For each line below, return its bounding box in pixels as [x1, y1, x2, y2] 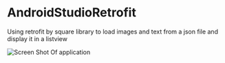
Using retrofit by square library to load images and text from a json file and [7, 27, 219, 36]
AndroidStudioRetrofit [7, 5, 136, 21]
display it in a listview [7, 34, 67, 42]
